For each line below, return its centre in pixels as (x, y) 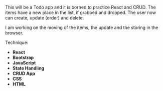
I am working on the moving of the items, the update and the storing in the (82, 27)
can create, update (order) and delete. (45, 18)
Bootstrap (23, 57)
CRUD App (24, 73)
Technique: (17, 42)
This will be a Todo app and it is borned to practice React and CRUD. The (81, 7)
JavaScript (24, 63)
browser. (14, 33)
